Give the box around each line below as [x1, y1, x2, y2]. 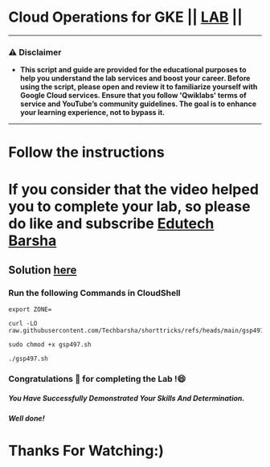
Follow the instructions [8, 143, 165, 162]
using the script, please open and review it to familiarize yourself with [19, 82, 258, 92]
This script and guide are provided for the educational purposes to [19, 65, 247, 75]
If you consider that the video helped [8, 180, 260, 199]
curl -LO [8, 320, 38, 328]
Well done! [8, 414, 46, 424]
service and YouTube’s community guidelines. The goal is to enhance [19, 99, 257, 109]
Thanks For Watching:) [8, 442, 165, 460]
